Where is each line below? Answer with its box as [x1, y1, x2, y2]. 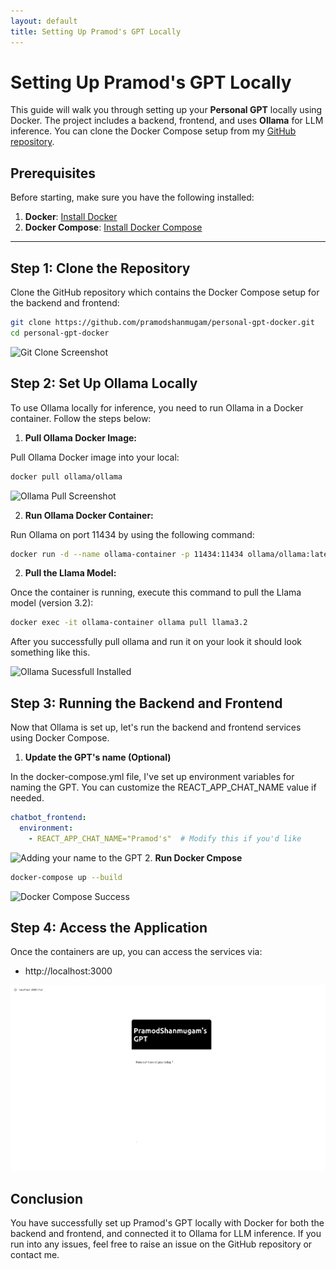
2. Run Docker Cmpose [144, 851, 243, 864]
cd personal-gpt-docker [10, 328, 110, 338]
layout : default [10, 16, 78, 26]
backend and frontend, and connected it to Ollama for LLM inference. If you [10, 1228, 322, 1240]
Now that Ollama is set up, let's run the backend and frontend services [10, 721, 302, 734]
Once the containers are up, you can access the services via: [10, 946, 263, 958]
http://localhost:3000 [24, 965, 113, 977]
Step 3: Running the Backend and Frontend [10, 695, 283, 712]
